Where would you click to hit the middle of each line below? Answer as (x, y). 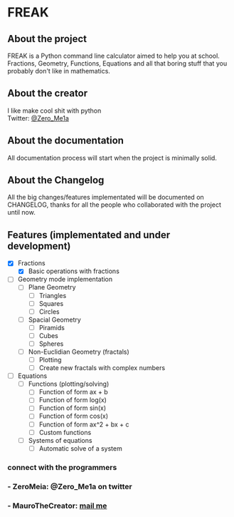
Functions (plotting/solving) (69, 384)
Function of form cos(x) (74, 416)
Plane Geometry (52, 287)
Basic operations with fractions (74, 271)
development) (39, 246)
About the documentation (66, 141)
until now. (21, 213)
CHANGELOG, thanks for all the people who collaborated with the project (115, 205)
